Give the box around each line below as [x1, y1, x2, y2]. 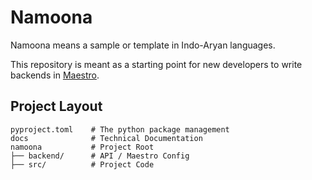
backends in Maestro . [10, 69, 100, 81]
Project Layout [10, 98, 103, 115]
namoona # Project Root [10, 142, 155, 152]
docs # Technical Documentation [10, 133, 203, 143]
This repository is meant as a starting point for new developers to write [10, 58, 303, 70]
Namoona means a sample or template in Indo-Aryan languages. [10, 39, 276, 51]
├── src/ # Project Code [10, 159, 155, 170]
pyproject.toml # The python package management [10, 124, 230, 135]
